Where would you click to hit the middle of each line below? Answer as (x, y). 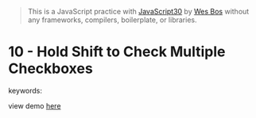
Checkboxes (50, 69)
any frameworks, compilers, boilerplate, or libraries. (112, 20)
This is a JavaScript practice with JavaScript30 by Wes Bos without (138, 11)
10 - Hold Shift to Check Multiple (117, 52)
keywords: (25, 90)
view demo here (35, 105)
